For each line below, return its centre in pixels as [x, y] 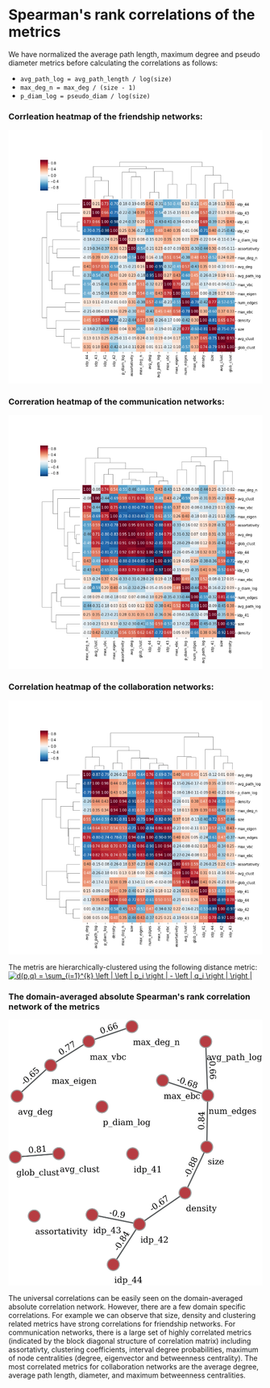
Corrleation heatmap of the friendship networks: [106, 116]
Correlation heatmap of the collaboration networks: [111, 687]
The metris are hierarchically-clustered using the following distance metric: [133, 967]
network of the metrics [54, 1007]
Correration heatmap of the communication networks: [116, 402]
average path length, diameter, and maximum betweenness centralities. [127, 1375]
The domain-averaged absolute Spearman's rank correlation [129, 996]
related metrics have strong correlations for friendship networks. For [122, 1324]
